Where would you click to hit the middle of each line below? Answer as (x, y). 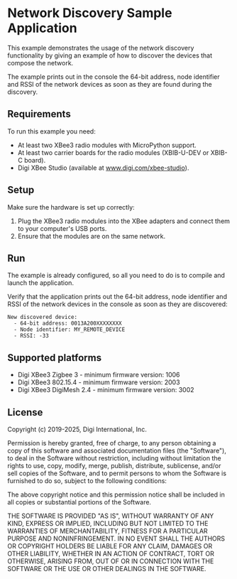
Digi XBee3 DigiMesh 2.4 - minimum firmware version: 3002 (106, 390)
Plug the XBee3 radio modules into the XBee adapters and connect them (124, 221)
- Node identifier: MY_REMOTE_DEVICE (70, 330)
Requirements (39, 114)
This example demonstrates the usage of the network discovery (101, 48)
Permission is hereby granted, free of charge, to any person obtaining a (112, 443)
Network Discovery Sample (90, 13)
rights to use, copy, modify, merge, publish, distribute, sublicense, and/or (114, 466)
